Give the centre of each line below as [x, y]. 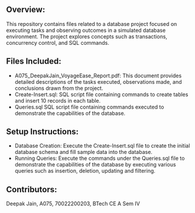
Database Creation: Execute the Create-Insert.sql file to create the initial [102, 146]
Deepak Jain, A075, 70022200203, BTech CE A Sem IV [73, 204]
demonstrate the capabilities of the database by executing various [95, 165]
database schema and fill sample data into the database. [83, 152]
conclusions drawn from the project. [59, 88]
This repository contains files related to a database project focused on [92, 24]
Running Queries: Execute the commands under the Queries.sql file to [100, 158]
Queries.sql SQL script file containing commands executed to [89, 107]
